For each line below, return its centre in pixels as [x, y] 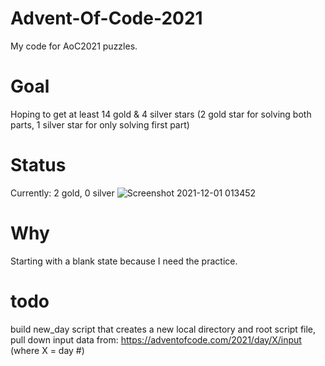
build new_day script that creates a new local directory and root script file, [163, 329]
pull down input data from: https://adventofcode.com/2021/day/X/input [156, 339]
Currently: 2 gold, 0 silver [62, 193]
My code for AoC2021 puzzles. [74, 46]
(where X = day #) [47, 350]
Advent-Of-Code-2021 [106, 18]
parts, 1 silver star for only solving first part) [100, 124]
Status [38, 165]
